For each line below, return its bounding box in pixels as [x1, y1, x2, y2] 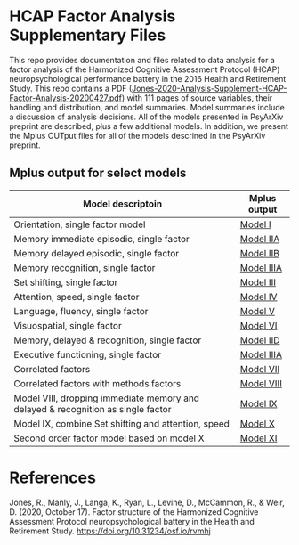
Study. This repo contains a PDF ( [9, 83, 133, 94]
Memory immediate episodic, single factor [13, 232, 190, 245]
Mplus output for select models [9, 166, 187, 181]
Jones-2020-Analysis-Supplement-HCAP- [132, 83, 287, 94]
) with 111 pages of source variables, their [121, 92, 273, 103]
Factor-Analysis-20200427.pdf [9, 92, 123, 103]
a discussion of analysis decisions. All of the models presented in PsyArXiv [9, 111, 284, 122]
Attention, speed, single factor [13, 290, 140, 303]
